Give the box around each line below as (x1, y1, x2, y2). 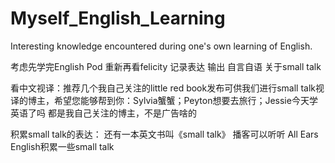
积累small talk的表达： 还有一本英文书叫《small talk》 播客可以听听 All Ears (10, 128, 319, 140)
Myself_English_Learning (10, 7, 226, 30)
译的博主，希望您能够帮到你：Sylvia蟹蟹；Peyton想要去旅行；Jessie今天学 (10, 94, 318, 106)
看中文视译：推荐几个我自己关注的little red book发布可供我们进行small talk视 (10, 82, 325, 94)
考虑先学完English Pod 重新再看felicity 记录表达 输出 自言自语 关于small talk (10, 60, 322, 72)
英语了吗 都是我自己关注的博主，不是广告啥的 (10, 107, 197, 119)
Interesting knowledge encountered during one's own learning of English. (10, 40, 313, 52)
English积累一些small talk (10, 140, 115, 152)
